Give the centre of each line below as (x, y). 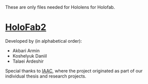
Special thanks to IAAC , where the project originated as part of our (74, 71)
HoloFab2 (26, 27)
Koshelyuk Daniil (30, 56)
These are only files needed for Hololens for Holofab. (60, 7)
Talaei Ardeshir (28, 61)
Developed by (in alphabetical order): (44, 41)
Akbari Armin (26, 50)
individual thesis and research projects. (46, 76)
